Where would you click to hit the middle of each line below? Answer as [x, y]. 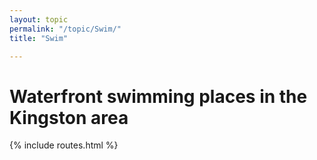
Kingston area [69, 117]
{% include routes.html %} [64, 145]
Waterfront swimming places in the [158, 96]
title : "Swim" [39, 38]
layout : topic [39, 19]
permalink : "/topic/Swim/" [65, 29]
